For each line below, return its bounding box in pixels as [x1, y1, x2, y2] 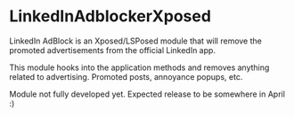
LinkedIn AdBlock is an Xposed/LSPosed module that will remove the [9, 35, 263, 46]
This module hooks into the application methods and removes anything [9, 62, 270, 73]
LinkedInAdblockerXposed [9, 6, 212, 27]
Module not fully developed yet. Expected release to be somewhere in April [9, 89, 285, 99]
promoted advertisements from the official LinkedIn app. [9, 44, 216, 55]
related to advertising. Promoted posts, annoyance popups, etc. [9, 71, 243, 82]
